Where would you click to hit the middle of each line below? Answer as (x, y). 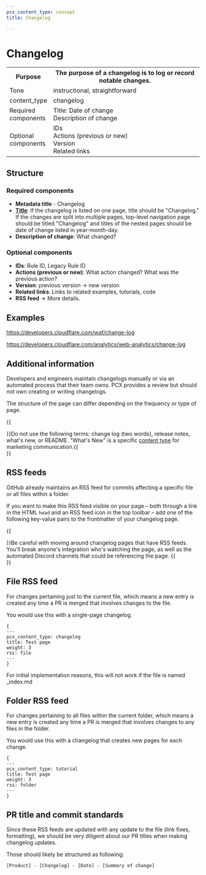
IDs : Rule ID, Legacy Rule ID (50, 266)
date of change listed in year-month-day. (67, 230)
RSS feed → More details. (48, 298)
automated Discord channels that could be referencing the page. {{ (91, 556)
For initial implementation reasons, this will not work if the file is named (96, 675)
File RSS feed (32, 582)
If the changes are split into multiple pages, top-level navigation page (103, 217)
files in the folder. (28, 729)
